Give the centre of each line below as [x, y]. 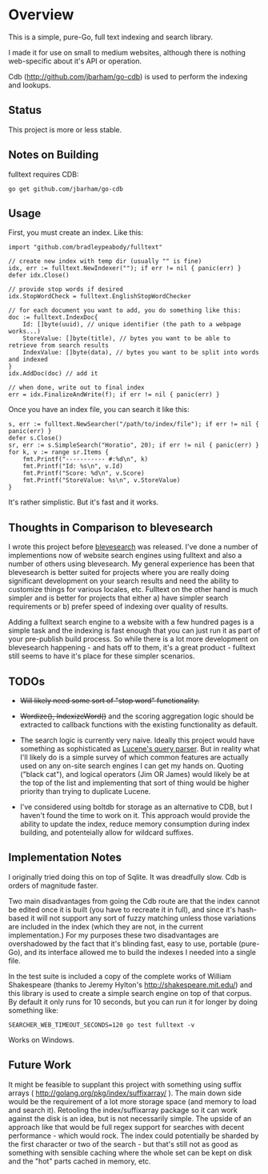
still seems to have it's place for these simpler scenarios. [102, 656]
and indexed [28, 360]
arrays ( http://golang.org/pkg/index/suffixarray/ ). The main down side [125, 1093]
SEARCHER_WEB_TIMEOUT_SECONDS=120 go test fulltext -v [102, 1025]
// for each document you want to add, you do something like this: [125, 310]
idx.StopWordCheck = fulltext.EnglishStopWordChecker [100, 297]
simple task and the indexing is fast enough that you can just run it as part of [134, 630]
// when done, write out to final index [77, 388]
